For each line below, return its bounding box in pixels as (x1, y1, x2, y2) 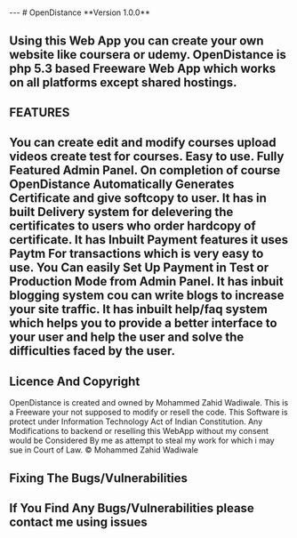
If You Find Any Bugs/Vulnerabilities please (9, 501, 255, 516)
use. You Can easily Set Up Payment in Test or (9, 261, 269, 276)
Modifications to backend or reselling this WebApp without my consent (9, 426, 269, 437)
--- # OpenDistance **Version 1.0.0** (9, 7, 151, 18)
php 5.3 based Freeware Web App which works (9, 60, 277, 76)
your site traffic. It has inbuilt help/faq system (9, 301, 269, 317)
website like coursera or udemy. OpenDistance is (9, 47, 287, 62)
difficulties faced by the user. (9, 343, 176, 358)
